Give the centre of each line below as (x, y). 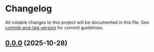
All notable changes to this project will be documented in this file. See (77, 22)
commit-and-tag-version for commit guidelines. (54, 27)
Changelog (29, 9)
